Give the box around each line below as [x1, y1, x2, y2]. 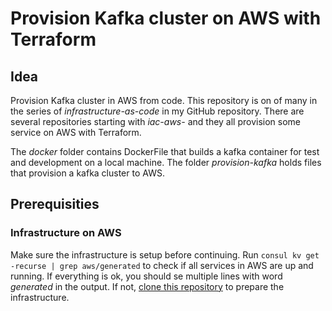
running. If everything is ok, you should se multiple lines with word [10, 270, 283, 282]
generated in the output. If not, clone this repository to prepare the [10, 280, 285, 292]
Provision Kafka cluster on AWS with [10, 7, 322, 30]
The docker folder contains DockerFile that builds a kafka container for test [10, 146, 320, 157]
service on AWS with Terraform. [10, 127, 142, 138]
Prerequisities [10, 196, 100, 213]
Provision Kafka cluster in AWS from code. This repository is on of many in [10, 95, 318, 106]
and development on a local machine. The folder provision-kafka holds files [10, 157, 322, 168]
